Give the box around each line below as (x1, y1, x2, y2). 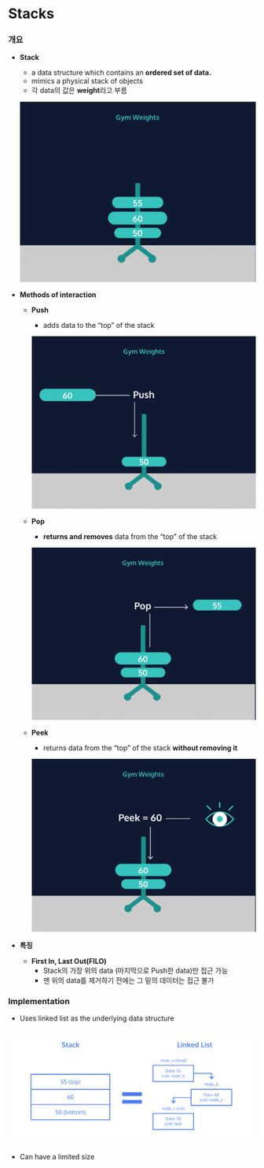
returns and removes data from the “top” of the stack (42, 531, 218, 541)
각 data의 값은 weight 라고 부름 (31, 86, 127, 95)
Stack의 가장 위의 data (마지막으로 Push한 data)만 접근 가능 (42, 965, 229, 975)
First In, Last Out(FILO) (31, 956, 108, 965)
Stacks (8, 5, 55, 23)
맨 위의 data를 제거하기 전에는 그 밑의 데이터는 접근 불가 (42, 975, 214, 985)
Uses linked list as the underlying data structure (19, 1014, 174, 1023)
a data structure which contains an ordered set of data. (31, 68, 212, 77)
